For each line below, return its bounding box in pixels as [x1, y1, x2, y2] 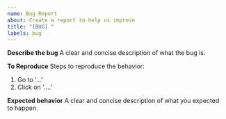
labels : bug [7, 29, 42, 37]
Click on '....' [17, 83, 53, 91]
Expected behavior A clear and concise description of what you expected [7, 97, 220, 105]
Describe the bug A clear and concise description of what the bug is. [7, 49, 206, 57]
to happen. [7, 104, 38, 112]
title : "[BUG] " [7, 23, 54, 30]
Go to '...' [17, 76, 43, 84]
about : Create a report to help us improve [7, 17, 136, 24]
